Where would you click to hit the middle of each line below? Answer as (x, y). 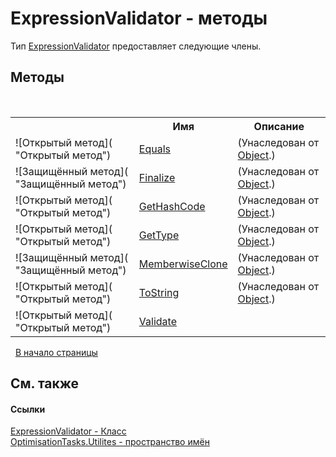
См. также (45, 383)
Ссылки (28, 409)
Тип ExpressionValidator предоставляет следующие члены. (136, 46)
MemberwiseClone (183, 264)
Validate (157, 321)
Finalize (157, 177)
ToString (159, 292)
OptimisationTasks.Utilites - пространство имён (110, 442)
